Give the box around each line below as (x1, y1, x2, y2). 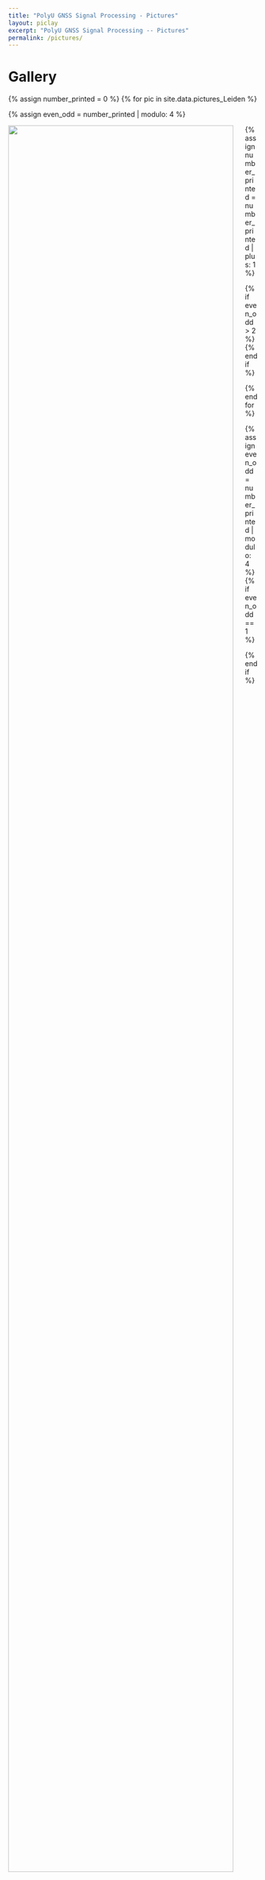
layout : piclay (8, 19, 59, 27)
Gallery (8, 68, 57, 86)
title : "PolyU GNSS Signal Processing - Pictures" (8, 11, 179, 20)
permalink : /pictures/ (8, 33, 83, 42)
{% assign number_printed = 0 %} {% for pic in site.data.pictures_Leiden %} (8, 94, 257, 104)
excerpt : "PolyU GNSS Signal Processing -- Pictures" (8, 26, 190, 34)
